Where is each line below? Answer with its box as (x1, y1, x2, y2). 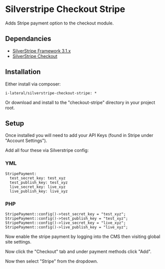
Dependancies (5, 34, 51, 43)
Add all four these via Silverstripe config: (5, 147, 89, 153)
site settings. (5, 238, 31, 244)
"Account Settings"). (5, 137, 47, 143)
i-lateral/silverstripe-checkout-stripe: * (5, 90, 97, 95)
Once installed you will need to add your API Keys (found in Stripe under (5, 132, 154, 138)
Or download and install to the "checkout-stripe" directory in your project (5, 99, 156, 105)
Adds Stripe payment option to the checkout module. (5, 20, 114, 26)
